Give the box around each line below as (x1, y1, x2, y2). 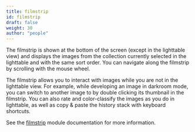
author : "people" (6, 31, 49, 36)
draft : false (6, 19, 38, 25)
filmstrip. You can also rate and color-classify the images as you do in (6, 95, 175, 103)
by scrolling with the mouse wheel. (6, 65, 90, 72)
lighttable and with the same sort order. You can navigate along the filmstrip (6, 59, 190, 66)
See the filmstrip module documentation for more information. (6, 119, 156, 126)
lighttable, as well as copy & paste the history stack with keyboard (6, 101, 166, 109)
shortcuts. (6, 108, 31, 115)
